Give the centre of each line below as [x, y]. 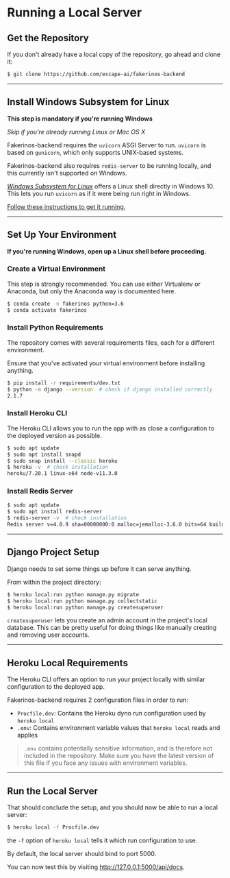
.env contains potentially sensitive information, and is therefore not [118, 748]
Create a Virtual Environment [56, 269]
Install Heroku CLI [37, 413]
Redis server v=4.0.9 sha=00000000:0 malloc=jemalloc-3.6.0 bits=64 [107, 525]
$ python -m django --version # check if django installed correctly [110, 389]
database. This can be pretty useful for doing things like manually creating [112, 628]
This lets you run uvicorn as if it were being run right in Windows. [99, 193]
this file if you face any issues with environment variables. [105, 763]
